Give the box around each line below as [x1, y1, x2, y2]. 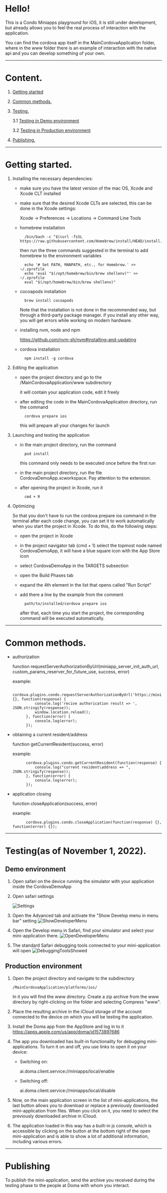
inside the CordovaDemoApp [12, 884, 72, 890]
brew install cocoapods [24, 298, 74, 303]
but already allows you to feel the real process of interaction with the [5, 24, 146, 30]
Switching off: [19, 1078, 49, 1084]
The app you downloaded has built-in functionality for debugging [12, 1038, 146, 1044]
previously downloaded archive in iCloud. [12, 1113, 97, 1119]
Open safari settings [12, 893, 54, 899]
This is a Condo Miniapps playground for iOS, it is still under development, [5, 19, 157, 25]
